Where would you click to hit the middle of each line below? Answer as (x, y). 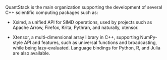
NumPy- (149, 37)
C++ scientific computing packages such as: (52, 12)
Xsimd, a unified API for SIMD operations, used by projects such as (82, 22)
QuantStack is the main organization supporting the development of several (84, 7)
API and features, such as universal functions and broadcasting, (91, 42)
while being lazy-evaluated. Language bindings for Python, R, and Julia (86, 48)
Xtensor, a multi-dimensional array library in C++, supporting (76, 37)
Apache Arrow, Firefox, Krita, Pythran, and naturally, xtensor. (75, 27)
